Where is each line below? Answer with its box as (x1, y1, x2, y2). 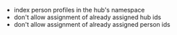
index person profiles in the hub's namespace (13, 6, 145, 14)
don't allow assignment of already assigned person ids (13, 21, 171, 28)
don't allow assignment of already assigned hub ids (13, 13, 162, 21)
